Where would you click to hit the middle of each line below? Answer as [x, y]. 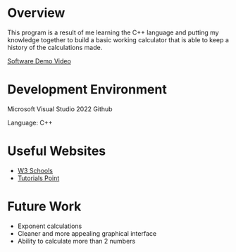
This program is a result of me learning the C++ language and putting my [113, 32]
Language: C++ [30, 122]
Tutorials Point [38, 178]
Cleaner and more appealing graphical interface [87, 233]
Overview [36, 13]
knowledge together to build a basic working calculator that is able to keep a [118, 39]
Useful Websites [57, 151]
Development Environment [87, 90]
